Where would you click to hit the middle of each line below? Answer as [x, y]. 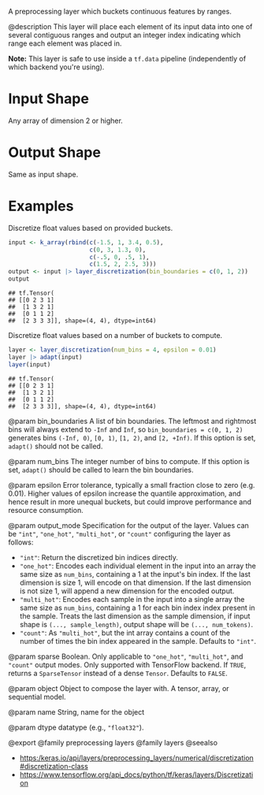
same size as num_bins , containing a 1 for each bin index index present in [137, 607]
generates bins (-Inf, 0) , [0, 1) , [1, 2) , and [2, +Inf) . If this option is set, [132, 437]
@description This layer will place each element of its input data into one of [130, 26]
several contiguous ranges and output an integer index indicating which [125, 35]
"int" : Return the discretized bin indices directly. [99, 557]
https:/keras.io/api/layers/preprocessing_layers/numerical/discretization [136, 758]
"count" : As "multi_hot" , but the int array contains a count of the [125, 633]
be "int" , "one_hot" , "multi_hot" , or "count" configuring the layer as [119, 533]
